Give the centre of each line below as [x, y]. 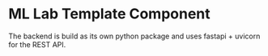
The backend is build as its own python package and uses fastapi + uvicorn [134, 36]
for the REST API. [37, 44]
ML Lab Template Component [109, 14]
